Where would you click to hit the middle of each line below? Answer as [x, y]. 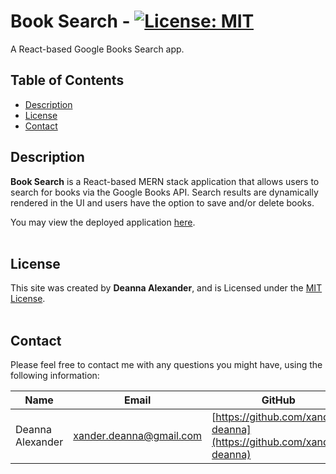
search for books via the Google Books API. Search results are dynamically [164, 192]
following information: [55, 376]
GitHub [278, 400]
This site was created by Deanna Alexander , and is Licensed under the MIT [166, 288]
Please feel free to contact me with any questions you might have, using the [166, 365]
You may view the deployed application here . [103, 222]
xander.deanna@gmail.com [138, 436]
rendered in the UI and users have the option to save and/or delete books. [162, 202]
